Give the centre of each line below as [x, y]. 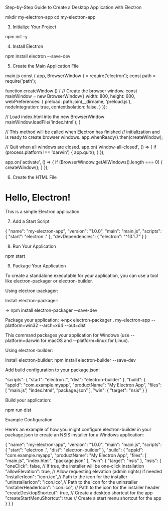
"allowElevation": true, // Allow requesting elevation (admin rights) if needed [83, 471]
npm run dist [18, 410]
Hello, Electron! [38, 197]
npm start [15, 256]
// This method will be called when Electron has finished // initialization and [82, 132]
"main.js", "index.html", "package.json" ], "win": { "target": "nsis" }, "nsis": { [83, 461]
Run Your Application [34, 246]
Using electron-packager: [32, 291]
